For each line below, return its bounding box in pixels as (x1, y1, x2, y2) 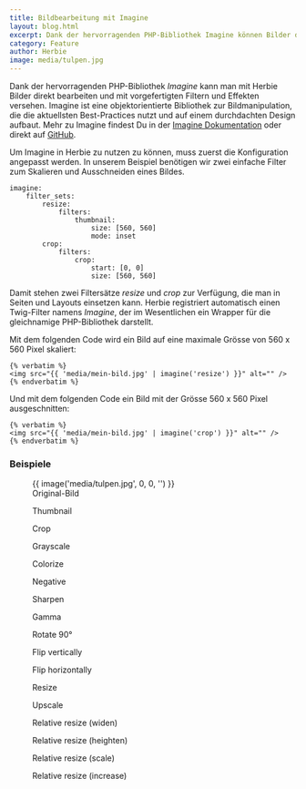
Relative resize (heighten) (32, 735, 128, 746)
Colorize (32, 558, 64, 569)
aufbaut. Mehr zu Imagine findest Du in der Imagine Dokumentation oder (9, 119, 282, 130)
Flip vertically (32, 647, 83, 658)
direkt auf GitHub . (9, 129, 76, 139)
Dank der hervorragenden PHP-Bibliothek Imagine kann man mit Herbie (9, 81, 278, 91)
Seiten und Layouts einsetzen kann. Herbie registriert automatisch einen (9, 297, 280, 308)
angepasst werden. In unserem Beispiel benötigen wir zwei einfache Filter (9, 157, 287, 167)
